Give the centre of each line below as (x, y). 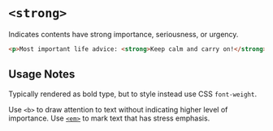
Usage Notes (42, 74)
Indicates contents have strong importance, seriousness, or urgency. (123, 34)
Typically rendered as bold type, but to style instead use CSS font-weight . (133, 94)
